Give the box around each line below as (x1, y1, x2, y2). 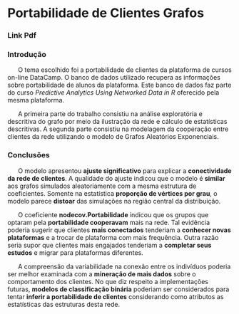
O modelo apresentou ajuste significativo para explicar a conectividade (17, 166, 232, 175)
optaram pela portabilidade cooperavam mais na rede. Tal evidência (7, 218, 210, 226)
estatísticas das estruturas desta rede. (7, 300, 121, 308)
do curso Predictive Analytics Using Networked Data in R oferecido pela (7, 88, 220, 97)
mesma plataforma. (7, 96, 65, 105)
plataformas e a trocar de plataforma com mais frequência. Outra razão (7, 233, 219, 241)
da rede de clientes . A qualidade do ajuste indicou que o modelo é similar (7, 174, 226, 182)
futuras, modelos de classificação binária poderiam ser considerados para (7, 285, 230, 293)
